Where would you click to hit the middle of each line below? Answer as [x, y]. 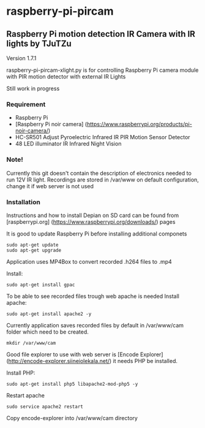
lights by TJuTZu [39, 43]
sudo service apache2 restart [45, 407]
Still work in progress [33, 88]
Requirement [26, 104]
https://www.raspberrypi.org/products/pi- [140, 124]
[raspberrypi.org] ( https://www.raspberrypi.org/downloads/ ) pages [91, 221]
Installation [24, 202]
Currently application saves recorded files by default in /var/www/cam [95, 325]
